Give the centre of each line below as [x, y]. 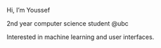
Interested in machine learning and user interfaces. [80, 37]
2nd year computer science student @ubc [68, 23]
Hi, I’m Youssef [28, 10]
